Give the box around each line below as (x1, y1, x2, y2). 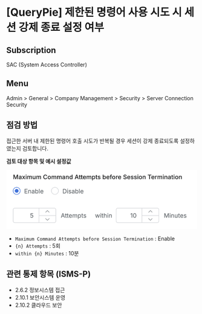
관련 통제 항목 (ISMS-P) (6, 269, 91, 280)
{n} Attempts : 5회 (15, 242, 60, 249)
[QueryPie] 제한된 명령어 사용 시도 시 (6, 5, 183, 19)
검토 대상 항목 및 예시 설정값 (6, 158, 71, 165)
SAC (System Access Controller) (6, 61, 88, 68)
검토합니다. (22, 144, 49, 152)
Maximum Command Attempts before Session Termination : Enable (15, 235, 175, 242)
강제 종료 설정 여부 (18, 21, 105, 34)
